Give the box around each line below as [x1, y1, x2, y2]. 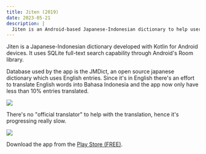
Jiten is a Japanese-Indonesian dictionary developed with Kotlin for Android [6, 43, 198, 50]
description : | [6, 20, 45, 26]
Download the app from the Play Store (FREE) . [6, 141, 123, 148]
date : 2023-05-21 [6, 15, 51, 21]
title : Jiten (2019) [6, 9, 59, 15]
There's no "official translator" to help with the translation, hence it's [6, 111, 179, 118]
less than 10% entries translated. [6, 87, 89, 95]
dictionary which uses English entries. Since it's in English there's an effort [6, 74, 195, 82]
